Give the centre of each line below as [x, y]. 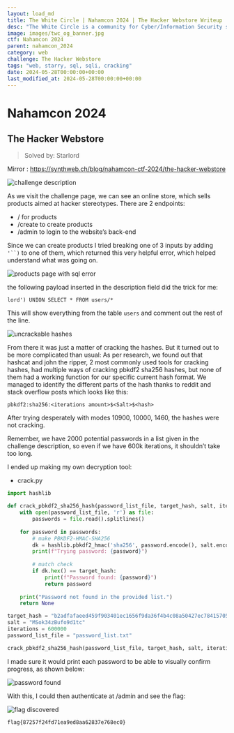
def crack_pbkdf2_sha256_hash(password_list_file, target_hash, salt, [112, 506]
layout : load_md [31, 14]
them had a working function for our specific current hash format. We [107, 377]
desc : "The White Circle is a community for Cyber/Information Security [115, 27]
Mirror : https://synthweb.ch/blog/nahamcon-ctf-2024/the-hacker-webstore [117, 169]
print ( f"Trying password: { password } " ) [90, 551]
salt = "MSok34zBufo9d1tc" [46, 623]
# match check [53, 565]
